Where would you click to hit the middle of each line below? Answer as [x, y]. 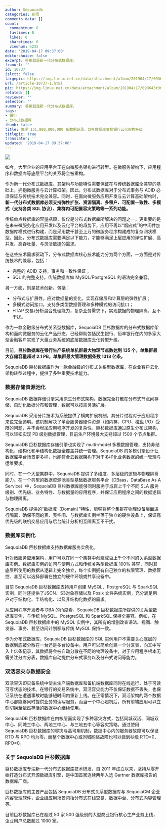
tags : [11, 111]
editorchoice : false [26, 56]
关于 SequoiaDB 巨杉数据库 [38, 757]
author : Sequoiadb [24, 10]
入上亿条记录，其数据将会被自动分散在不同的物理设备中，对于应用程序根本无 [83, 651]
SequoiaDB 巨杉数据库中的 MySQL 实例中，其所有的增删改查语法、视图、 [80, 622]
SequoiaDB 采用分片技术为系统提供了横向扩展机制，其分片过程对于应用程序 [82, 416]
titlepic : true [21, 134]
